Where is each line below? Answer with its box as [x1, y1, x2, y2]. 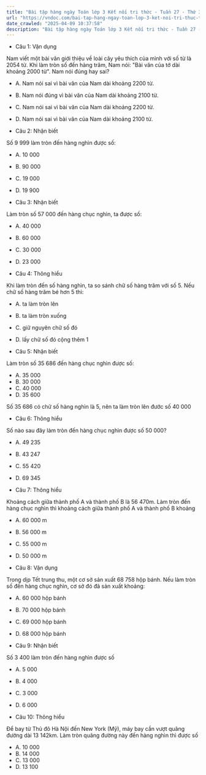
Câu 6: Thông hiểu [15, 415, 63, 422]
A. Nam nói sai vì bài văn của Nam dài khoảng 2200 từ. [15, 80, 154, 87]
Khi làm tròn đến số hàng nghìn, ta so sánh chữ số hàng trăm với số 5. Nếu [6, 282, 195, 289]
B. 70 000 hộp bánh [15, 606, 66, 614]
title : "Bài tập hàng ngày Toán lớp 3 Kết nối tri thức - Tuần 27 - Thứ [6, 9, 196, 15]
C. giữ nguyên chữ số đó [15, 324, 78, 331]
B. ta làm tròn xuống [15, 312, 67, 320]
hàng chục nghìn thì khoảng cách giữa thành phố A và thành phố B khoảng [6, 504, 196, 512]
